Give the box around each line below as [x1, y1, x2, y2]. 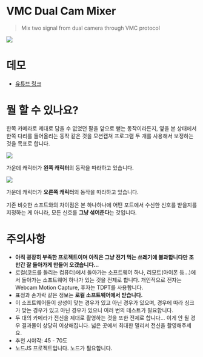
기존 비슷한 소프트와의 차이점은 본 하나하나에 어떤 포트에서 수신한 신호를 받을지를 [6, 201, 198, 209]
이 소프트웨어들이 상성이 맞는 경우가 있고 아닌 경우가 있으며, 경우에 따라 [15, 299, 184, 306]
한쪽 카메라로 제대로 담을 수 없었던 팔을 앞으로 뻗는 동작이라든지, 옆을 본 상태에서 [6, 124, 197, 132]
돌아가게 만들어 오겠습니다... [32, 261, 99, 268]
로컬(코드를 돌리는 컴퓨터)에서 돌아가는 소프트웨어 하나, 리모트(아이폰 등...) [15, 269, 191, 276]
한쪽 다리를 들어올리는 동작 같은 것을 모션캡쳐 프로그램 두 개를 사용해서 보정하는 [6, 132, 194, 139]
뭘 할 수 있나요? [6, 104, 79, 118]
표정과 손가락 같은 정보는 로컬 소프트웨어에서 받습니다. [15, 291, 143, 298]
